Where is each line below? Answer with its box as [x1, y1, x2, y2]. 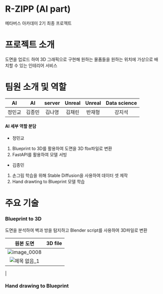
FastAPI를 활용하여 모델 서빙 [12, 152, 67, 158]
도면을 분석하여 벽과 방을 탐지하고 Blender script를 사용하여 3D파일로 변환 [5, 227, 148, 233]
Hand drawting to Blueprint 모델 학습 [12, 179, 85, 185]
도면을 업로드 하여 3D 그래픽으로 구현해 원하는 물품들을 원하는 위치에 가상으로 [5, 56, 153, 62]
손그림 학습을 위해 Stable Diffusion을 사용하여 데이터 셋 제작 [12, 172, 128, 178]
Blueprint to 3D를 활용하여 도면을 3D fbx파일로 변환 [12, 146, 113, 151]
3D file [46, 240, 62, 246]
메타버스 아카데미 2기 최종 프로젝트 [5, 20, 72, 26]
